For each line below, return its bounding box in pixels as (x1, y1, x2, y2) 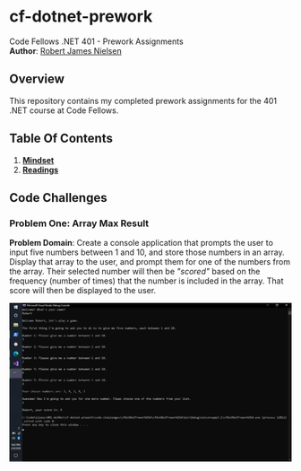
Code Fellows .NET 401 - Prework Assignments (9, 36, 184, 47)
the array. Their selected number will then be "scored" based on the (9, 266, 261, 277)
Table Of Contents (9, 131, 114, 146)
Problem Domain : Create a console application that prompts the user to (9, 238, 273, 249)
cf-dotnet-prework (9, 6, 153, 27)
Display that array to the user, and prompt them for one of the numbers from (9, 257, 291, 267)
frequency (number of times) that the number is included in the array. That (9, 275, 284, 286)
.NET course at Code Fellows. (9, 105, 119, 116)
